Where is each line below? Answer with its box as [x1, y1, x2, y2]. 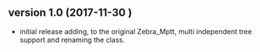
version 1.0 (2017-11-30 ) [8, 6, 132, 19]
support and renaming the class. [19, 35, 125, 44]
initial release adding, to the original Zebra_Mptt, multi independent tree [19, 26, 252, 36]
